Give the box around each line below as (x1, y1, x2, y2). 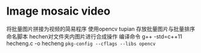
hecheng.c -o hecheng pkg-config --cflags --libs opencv (6, 40, 156, 47)
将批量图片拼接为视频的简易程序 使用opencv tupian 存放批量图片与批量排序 (6, 25, 196, 32)
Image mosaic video (6, 4, 111, 18)
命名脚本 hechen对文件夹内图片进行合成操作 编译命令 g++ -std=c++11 (6, 32, 183, 40)
